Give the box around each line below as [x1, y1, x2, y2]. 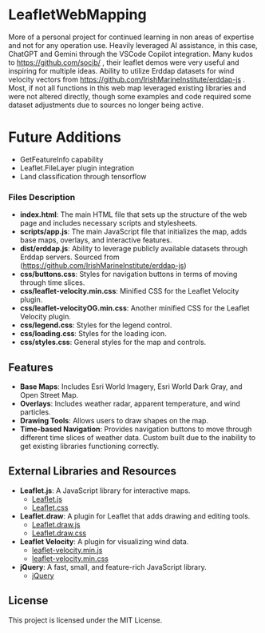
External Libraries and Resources [8, 464, 177, 478]
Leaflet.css [31, 503, 69, 512]
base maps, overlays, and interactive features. [19, 235, 172, 245]
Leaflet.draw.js [31, 519, 81, 529]
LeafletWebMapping [8, 6, 147, 24]
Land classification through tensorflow [19, 171, 147, 181]
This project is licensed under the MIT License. [8, 615, 163, 625]
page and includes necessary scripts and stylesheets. [19, 218, 198, 228]
